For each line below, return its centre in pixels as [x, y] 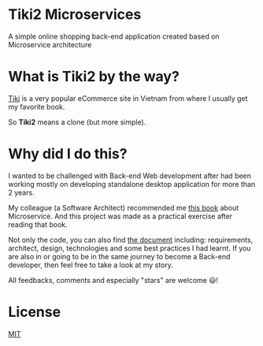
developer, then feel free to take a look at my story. [91, 265]
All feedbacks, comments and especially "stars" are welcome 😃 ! [113, 280]
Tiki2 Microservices [75, 15]
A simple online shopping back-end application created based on [114, 36]
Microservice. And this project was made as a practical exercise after [120, 216]
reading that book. [38, 224]
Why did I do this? [68, 154]
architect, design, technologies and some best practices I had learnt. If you [130, 248]
